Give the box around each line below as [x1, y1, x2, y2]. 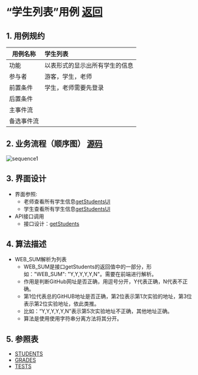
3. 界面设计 [6, 174, 47, 184]
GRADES [14, 357, 37, 364]
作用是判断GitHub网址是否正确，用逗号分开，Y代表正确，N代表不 [23, 278, 183, 285]
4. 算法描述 [6, 239, 47, 249]
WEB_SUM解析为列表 [14, 256, 67, 263]
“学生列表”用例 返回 [6, 5, 103, 19]
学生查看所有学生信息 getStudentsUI [23, 205, 111, 212]
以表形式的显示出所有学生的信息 [44, 62, 134, 69]
